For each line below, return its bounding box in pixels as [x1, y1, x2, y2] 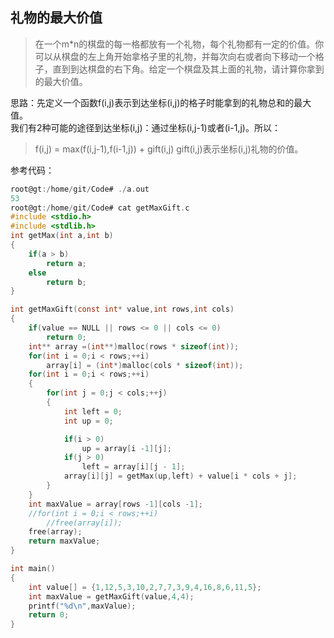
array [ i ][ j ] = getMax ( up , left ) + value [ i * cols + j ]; [63, 471, 298, 482]
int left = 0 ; [63, 406, 123, 417]
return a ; [46, 258, 87, 268]
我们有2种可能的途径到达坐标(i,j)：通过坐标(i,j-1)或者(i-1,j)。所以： [10, 121, 281, 133]
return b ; [46, 277, 87, 287]
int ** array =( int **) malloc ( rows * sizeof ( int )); [28, 341, 240, 352]
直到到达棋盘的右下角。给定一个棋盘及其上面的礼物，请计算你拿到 [52, 63, 325, 75]
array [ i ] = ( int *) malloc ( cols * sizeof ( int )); [46, 360, 244, 370]
